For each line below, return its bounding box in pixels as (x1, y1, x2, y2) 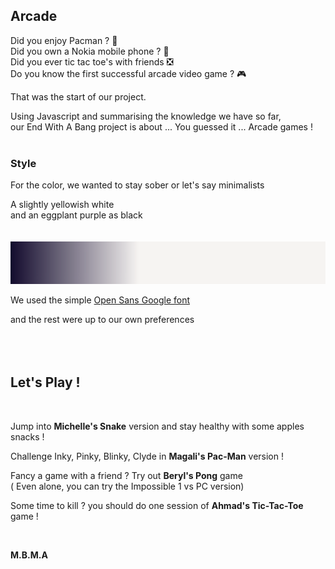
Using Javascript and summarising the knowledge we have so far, (10, 110, 282, 122)
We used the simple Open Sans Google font (10, 294, 191, 306)
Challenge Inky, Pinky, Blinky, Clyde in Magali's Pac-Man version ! (10, 450, 284, 462)
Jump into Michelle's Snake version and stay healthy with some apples (10, 420, 305, 432)
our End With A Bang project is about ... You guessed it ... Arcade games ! (10, 120, 313, 133)
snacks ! (10, 430, 45, 443)
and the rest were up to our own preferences (10, 314, 195, 326)
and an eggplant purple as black (10, 209, 143, 221)
